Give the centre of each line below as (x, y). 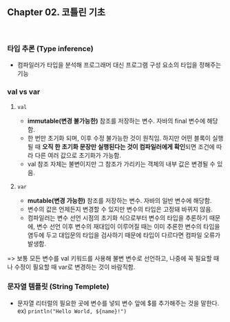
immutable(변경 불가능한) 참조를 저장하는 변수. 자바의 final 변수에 (116, 121)
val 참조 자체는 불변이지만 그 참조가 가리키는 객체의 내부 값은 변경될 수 (121, 164)
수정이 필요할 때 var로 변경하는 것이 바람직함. (75, 267)
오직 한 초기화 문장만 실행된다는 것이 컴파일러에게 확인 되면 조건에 (128, 147)
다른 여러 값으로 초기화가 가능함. (78, 155)
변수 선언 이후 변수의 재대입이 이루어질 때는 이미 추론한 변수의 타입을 (128, 227)
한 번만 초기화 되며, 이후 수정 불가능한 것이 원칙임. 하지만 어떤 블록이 (119, 138)
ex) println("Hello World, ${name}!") (72, 311)
